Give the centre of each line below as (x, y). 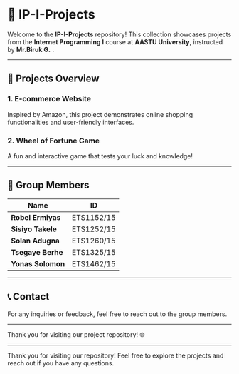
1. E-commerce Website (49, 99)
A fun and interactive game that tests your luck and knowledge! (100, 156)
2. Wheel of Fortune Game (54, 141)
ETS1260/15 (94, 241)
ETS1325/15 (94, 252)
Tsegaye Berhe (37, 252)
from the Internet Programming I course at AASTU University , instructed (115, 41)
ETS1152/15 (94, 217)
